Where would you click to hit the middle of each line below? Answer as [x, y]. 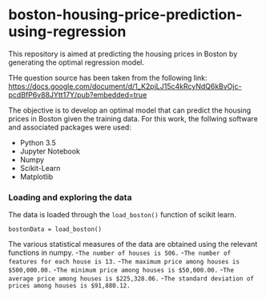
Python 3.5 [38, 142]
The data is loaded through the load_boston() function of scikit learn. [122, 215]
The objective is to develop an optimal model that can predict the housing [130, 110]
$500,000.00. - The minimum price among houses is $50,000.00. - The [121, 270]
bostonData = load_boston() [55, 229]
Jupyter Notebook [50, 151]
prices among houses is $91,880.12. [69, 286]
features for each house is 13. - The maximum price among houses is [124, 261]
